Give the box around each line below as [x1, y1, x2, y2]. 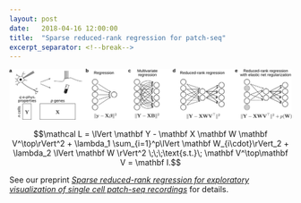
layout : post [9, 14, 58, 23]
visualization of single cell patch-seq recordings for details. [9, 184, 229, 195]
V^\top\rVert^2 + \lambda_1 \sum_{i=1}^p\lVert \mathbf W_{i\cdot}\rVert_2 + [12, 139, 289, 149]
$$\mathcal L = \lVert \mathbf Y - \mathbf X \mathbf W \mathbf [33, 129, 268, 140]
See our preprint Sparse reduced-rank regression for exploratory [9, 174, 250, 185]
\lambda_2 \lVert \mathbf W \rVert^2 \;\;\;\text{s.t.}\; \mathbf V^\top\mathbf [13, 148, 288, 158]
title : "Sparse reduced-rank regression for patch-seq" [9, 33, 227, 42]
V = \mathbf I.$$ [119, 157, 182, 168]
